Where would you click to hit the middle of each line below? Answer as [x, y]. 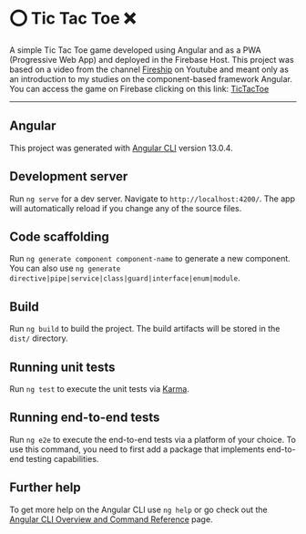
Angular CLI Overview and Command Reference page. [111, 519]
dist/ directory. [39, 338]
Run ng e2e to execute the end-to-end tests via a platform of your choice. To [153, 439]
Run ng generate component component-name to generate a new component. [150, 259]
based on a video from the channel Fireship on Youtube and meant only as [149, 69]
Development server [69, 176]
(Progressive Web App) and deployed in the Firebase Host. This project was [152, 59]
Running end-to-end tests [85, 418]
